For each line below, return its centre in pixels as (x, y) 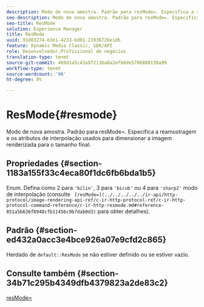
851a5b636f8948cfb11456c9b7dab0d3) (51, 212)
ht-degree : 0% (24, 79)
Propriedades (32, 164)
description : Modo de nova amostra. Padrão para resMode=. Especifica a (100, 12)
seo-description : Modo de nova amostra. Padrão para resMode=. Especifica (103, 18)
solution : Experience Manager (45, 29)
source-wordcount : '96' (36, 74)
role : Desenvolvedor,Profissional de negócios (66, 52)
